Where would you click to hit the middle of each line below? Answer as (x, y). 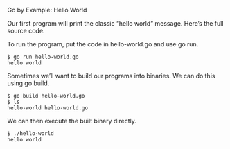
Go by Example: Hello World (47, 10)
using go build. (28, 83)
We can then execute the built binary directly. (72, 121)
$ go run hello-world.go (43, 57)
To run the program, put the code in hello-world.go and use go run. (103, 44)
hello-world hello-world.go (48, 108)
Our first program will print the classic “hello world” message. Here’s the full (115, 23)
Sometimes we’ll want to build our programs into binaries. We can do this (111, 76)
